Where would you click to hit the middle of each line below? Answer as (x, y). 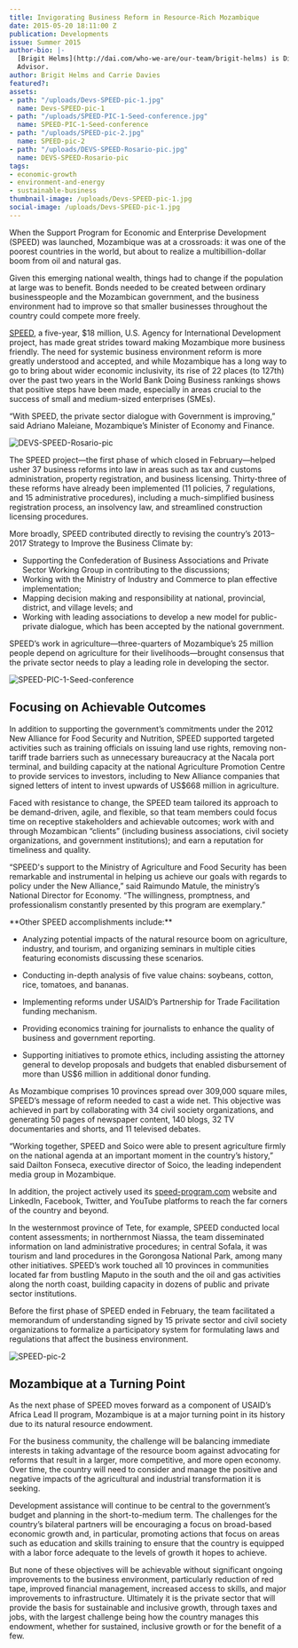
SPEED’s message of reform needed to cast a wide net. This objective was (145, 1100)
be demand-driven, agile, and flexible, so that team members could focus (143, 812)
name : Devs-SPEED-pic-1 (61, 108)
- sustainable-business (53, 191)
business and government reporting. (89, 1037)
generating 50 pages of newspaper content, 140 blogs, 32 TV (122, 1119)
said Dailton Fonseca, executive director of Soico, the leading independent (145, 1164)
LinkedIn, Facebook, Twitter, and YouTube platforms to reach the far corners (149, 1201)
